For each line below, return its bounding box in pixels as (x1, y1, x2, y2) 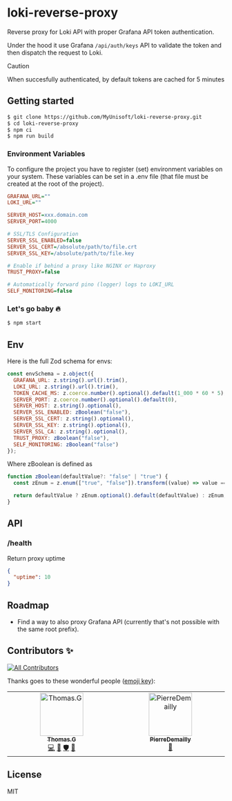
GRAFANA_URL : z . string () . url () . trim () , (13, 376, 128, 384)
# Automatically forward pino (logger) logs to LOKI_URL (7, 281, 175, 288)
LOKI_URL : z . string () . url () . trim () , (13, 383, 119, 390)
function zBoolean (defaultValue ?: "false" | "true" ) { (7, 473, 168, 481)
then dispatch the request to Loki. (7, 48, 104, 57)
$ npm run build (7, 133, 54, 139)
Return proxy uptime (7, 554, 66, 562)
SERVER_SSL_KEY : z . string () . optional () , (13, 422, 131, 429)
